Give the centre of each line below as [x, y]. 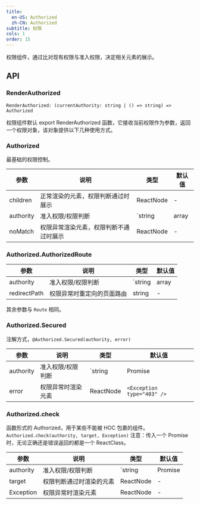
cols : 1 [16, 34]
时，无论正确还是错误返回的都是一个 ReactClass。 [68, 442]
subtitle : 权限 [24, 28]
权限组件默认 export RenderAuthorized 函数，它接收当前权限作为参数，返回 [99, 122]
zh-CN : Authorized [35, 23]
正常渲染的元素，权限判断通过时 [85, 196]
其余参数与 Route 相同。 [35, 310]
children [21, 200]
